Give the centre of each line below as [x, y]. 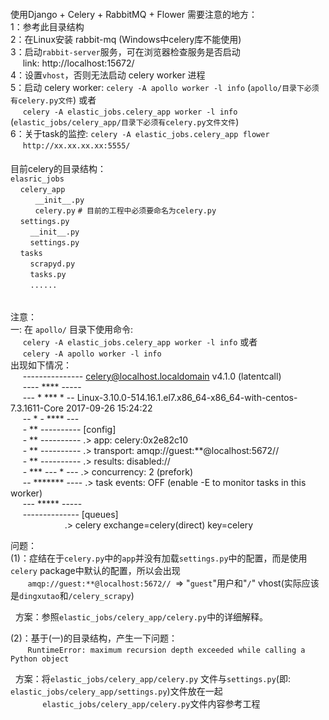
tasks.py [48, 275]
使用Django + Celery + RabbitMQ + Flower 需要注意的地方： [134, 14]
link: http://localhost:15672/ [78, 63]
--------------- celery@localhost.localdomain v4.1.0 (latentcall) [152, 376]
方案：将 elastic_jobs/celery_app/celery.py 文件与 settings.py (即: [152, 678]
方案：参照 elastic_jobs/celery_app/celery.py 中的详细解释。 [141, 616]
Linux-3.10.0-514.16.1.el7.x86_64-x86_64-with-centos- [187, 397]
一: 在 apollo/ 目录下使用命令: [72, 329]
